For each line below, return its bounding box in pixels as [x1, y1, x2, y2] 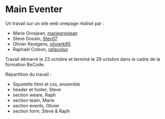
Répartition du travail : [5, 71, 52, 77]
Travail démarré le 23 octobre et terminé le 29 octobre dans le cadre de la [5, 56, 160, 62]
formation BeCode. [5, 61, 45, 67]
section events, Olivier [12, 102, 60, 108]
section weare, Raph [12, 92, 56, 98]
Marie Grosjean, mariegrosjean [12, 30, 78, 36]
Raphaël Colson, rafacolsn [12, 46, 68, 52]
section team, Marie [12, 97, 55, 103]
